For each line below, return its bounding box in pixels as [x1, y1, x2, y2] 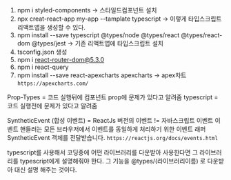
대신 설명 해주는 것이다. [14, 166, 77, 174]
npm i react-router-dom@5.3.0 [17, 56, 105, 63]
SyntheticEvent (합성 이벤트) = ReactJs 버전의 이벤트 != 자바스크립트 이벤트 [7, 117, 214, 124]
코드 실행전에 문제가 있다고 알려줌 [7, 102, 98, 110]
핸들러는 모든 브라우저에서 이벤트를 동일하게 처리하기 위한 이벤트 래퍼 [19, 125, 206, 133]
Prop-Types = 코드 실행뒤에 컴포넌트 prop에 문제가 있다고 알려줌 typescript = [7, 93, 219, 101]
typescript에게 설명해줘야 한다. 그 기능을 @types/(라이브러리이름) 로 [19, 157, 206, 165]
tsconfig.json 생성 [17, 48, 68, 56]
